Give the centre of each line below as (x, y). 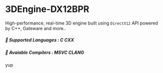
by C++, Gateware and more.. (36, 28)
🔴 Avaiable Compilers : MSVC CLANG (45, 52)
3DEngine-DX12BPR (47, 9)
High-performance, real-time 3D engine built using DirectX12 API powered (82, 23)
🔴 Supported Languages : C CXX (40, 40)
